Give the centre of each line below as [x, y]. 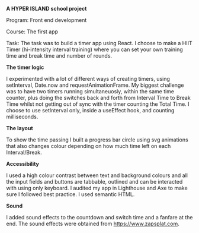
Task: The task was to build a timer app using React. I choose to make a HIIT [99, 43]
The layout [20, 128]
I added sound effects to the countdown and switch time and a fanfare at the [99, 217]
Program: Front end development [46, 20]
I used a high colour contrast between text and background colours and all [97, 175]
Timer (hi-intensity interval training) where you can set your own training [95, 49]
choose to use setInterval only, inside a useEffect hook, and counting [90, 110]
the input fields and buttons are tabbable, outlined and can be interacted [94, 182]
